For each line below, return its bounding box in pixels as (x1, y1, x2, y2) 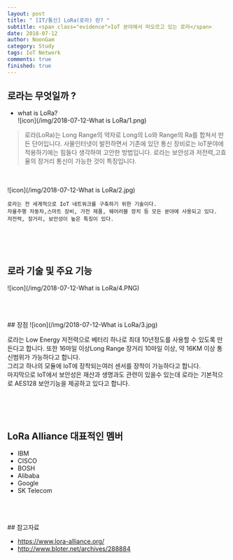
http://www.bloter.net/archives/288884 (17, 545, 131, 553)
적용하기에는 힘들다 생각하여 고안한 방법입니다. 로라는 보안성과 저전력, (24, 148, 216, 157)
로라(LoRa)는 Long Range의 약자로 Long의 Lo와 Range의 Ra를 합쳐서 (24, 131, 217, 139)
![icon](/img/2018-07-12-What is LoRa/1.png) (17, 116, 147, 125)
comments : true (7, 56, 52, 63)
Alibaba (17, 472, 40, 480)
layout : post (7, 10, 45, 17)
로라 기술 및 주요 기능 (7, 265, 92, 276)
